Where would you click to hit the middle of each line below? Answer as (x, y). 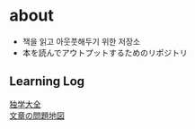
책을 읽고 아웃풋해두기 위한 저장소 (81, 41)
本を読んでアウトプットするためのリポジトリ (105, 52)
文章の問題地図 (37, 115)
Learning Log (47, 82)
